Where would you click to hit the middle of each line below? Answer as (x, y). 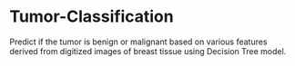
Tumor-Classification (92, 17)
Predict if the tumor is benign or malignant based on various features (138, 42)
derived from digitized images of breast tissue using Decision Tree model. (148, 51)
